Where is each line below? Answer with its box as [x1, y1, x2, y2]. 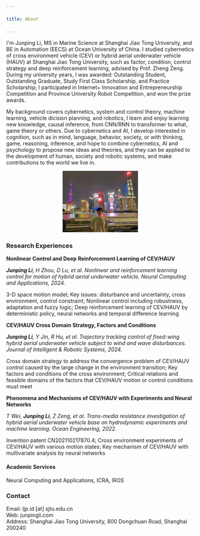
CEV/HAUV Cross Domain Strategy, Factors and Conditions [6, 322, 156, 329]
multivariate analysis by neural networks [6, 449, 106, 457]
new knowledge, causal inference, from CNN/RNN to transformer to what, [6, 121, 188, 128]
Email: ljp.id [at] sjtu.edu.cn [6, 505, 73, 512]
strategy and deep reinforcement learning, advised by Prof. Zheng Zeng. [6, 65, 184, 72]
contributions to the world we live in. [6, 159, 96, 166]
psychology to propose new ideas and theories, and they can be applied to [6, 147, 190, 154]
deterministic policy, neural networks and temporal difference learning [6, 310, 179, 317]
